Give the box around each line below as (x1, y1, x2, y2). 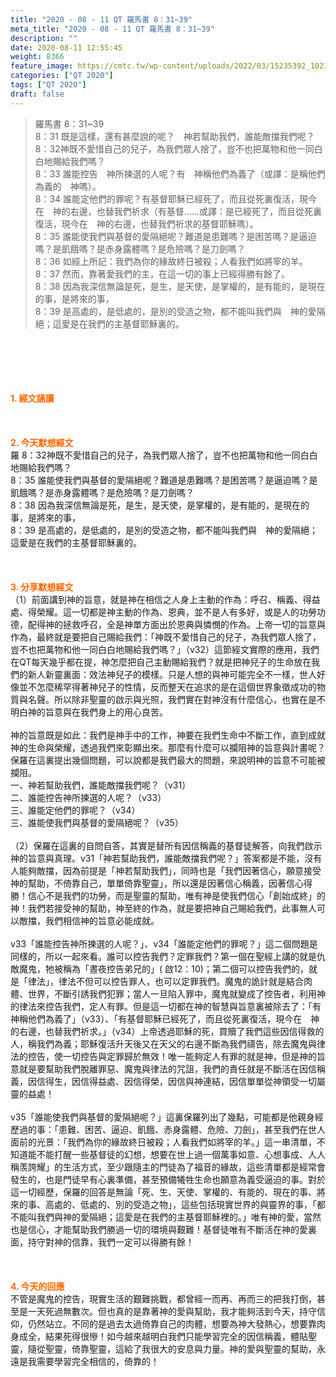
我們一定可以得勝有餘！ (97, 1236, 195, 1248)
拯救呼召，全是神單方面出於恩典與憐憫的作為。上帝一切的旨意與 (62, 618, 326, 630)
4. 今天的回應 (10, 1280, 65, 1292)
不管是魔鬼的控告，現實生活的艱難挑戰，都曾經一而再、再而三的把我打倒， (10, 1292, 317, 1305)
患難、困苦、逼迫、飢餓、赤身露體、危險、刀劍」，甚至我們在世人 (58, 1123, 326, 1135)
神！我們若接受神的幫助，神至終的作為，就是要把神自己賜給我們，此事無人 (10, 902, 317, 914)
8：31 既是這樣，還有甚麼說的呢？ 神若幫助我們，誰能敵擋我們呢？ (34, 130, 315, 142)
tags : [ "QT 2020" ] (10, 80, 87, 90)
